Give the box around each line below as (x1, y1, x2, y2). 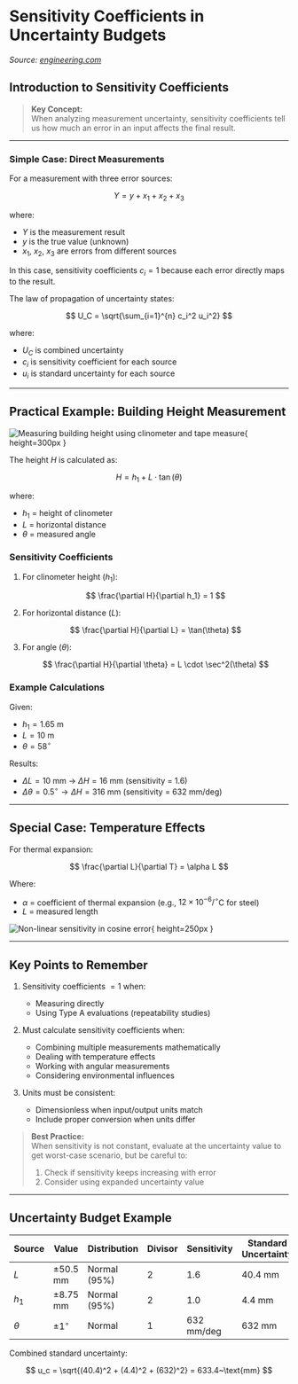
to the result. (9, 277, 56, 287)
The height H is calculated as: (9, 454, 118, 465)
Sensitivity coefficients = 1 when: (21, 981, 146, 992)
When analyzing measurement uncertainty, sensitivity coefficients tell (30, 113, 286, 123)
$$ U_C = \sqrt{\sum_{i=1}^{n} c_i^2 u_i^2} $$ (65, 310, 233, 321)
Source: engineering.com (9, 54, 102, 65)
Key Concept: (30, 104, 83, 114)
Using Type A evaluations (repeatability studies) (35, 1008, 211, 1019)
